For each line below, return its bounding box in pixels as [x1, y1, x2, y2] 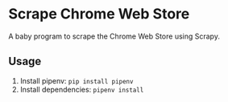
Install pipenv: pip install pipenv [19, 75, 134, 85]
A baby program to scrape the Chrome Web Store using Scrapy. [8, 31, 220, 41]
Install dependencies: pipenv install [19, 84, 144, 94]
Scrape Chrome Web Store [8, 5, 190, 23]
